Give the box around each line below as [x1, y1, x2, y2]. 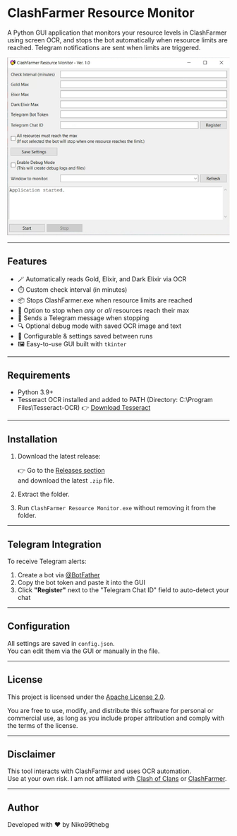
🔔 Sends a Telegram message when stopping [17, 313, 150, 322]
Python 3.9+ [17, 388, 54, 396]
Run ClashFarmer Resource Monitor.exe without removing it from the [17, 504, 217, 512]
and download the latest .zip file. [17, 476, 115, 485]
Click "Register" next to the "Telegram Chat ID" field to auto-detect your [17, 586, 229, 594]
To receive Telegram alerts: [7, 557, 87, 566]
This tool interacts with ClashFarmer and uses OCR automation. [7, 767, 192, 775]
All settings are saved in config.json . [7, 639, 115, 647]
